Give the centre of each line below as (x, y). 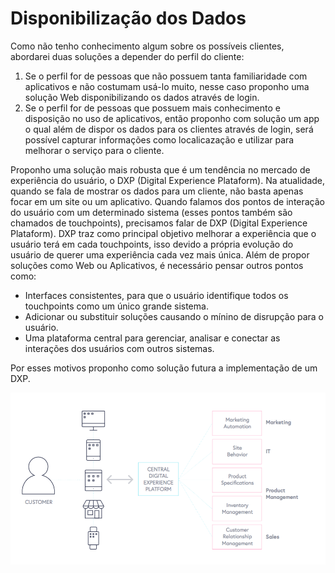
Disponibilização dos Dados (128, 18)
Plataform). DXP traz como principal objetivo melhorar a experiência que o (163, 233)
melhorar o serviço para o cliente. (94, 150)
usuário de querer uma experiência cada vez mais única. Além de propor (160, 254)
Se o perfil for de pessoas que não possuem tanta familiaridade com (166, 76)
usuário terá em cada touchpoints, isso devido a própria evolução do (152, 244)
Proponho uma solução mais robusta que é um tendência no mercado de (160, 169)
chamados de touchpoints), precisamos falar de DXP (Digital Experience (159, 223)
